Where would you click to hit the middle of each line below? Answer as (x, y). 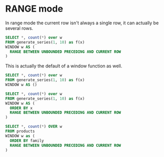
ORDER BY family (27, 141)
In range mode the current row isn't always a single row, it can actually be (82, 23)
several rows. (19, 28)
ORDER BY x (21, 108)
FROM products (20, 131)
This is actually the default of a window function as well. (64, 66)
